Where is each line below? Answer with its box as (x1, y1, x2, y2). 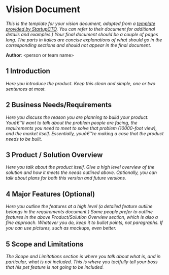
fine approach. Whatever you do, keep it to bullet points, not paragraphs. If (6, 219, 163, 226)
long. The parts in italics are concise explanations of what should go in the (6, 37, 162, 43)
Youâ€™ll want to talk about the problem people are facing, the (6, 119, 138, 126)
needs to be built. (6, 136, 43, 142)
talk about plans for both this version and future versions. (6, 175, 126, 181)
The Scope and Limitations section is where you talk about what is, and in (6, 254, 161, 259)
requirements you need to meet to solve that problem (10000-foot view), (6, 125, 157, 131)
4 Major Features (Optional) (6, 190, 95, 198)
